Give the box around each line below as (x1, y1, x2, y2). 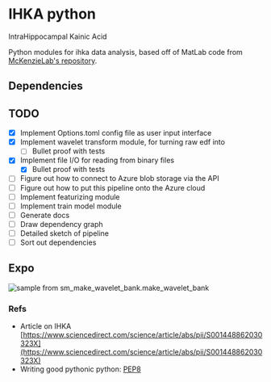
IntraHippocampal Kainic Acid (8, 31, 107, 41)
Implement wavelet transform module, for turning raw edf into (19, 137, 226, 147)
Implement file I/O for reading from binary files (19, 155, 175, 166)
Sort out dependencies (19, 237, 97, 247)
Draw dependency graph (19, 219, 103, 229)
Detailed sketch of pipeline (19, 228, 110, 238)
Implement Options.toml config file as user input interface (19, 128, 212, 138)
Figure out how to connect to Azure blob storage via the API (19, 174, 219, 183)
